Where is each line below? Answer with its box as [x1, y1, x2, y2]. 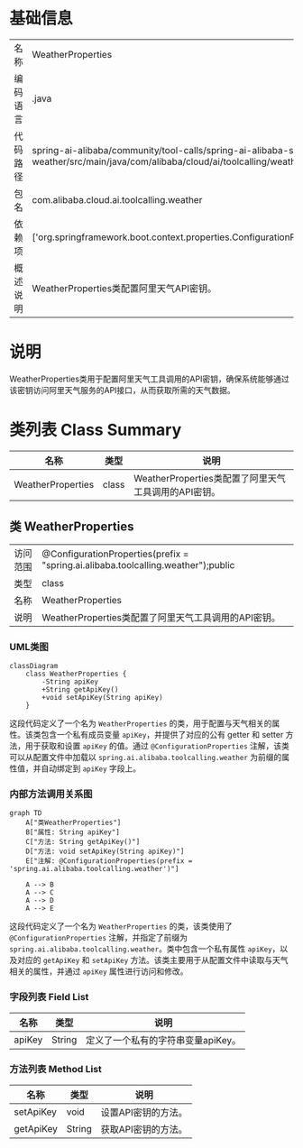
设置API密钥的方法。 [100, 1106, 188, 1118]
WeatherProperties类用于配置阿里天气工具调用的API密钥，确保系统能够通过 [9, 373, 290, 384]
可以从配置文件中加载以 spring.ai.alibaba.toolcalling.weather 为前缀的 [9, 751, 282, 762]
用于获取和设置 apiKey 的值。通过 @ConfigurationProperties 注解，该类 [24, 740, 290, 751]
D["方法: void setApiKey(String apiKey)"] [25, 847, 185, 857]
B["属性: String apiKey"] [25, 828, 120, 837]
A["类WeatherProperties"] [25, 818, 122, 828]
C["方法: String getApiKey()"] [25, 838, 141, 847]
